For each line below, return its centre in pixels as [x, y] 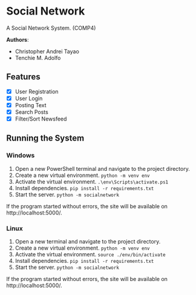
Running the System [45, 138]
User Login [29, 98]
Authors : [18, 39]
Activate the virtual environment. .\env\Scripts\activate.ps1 [91, 181]
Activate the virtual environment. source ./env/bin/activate [90, 254]
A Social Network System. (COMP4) [51, 28]
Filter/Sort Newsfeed [41, 119]
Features [23, 77]
